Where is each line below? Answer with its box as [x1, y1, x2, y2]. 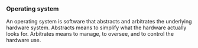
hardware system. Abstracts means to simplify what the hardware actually [6, 24, 187, 31]
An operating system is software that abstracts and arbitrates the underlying [6, 18, 192, 25]
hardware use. [6, 37, 41, 44]
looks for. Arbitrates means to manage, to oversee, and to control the [6, 30, 174, 37]
